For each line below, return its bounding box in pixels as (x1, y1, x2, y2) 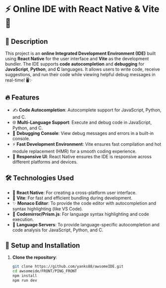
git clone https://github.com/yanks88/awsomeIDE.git (12, 264, 124, 269)
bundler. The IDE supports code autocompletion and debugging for (5, 61, 145, 67)
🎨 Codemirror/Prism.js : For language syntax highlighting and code (12, 211, 150, 217)
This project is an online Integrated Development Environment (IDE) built (5, 50, 156, 56)
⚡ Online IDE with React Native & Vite (5, 3, 160, 15)
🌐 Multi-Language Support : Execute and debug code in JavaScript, (12, 119, 152, 125)
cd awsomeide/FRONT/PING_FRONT (12, 269, 77, 274)
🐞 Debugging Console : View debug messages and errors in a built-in (12, 130, 154, 136)
